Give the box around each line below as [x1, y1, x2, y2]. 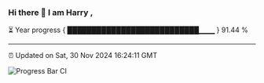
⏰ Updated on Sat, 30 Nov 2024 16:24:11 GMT [8, 51, 158, 60]
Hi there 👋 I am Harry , [8, 7, 93, 18]
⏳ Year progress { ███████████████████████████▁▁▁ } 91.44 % [8, 25, 249, 34]
